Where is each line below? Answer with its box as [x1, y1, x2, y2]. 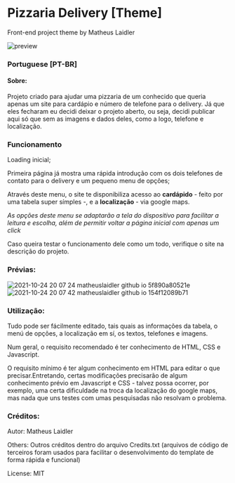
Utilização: [7, 305, 45, 315]
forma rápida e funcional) [7, 456, 81, 464]
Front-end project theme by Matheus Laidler [7, 28, 135, 37]
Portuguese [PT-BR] [7, 59, 77, 69]
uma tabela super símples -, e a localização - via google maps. [7, 198, 190, 206]
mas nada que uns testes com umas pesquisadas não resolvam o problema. [7, 393, 227, 402]
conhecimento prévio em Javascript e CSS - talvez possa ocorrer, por [7, 378, 209, 387]
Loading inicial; [7, 156, 51, 164]
